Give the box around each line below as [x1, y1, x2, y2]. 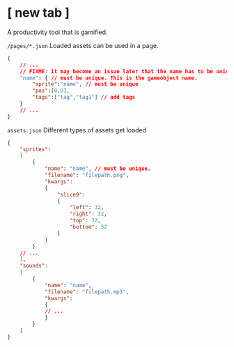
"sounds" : [19, 263, 49, 270]
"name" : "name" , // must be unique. [44, 165, 151, 172]
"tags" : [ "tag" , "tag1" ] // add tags [32, 94, 136, 101]
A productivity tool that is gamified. [7, 28, 108, 36]
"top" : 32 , [69, 217, 101, 224]
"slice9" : [56, 191, 86, 198]
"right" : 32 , [69, 210, 108, 217]
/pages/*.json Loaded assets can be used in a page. [7, 41, 159, 49]
